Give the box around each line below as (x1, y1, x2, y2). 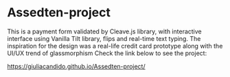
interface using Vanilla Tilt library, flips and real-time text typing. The (7, 34, 201, 42)
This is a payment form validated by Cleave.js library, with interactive (7, 27, 202, 35)
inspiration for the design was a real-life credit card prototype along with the (7, 42, 223, 50)
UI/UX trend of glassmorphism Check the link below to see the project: (7, 49, 207, 57)
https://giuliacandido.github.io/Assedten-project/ (7, 62, 146, 70)
